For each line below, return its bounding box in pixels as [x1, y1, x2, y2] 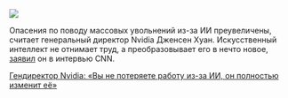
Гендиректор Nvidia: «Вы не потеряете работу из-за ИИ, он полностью [9, 71, 279, 80]
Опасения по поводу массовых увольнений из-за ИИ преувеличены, [9, 26, 272, 35]
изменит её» [9, 79, 58, 90]
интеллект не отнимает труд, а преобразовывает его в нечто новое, [9, 44, 268, 54]
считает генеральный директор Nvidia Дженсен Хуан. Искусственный [9, 34, 277, 45]
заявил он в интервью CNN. [9, 53, 116, 64]
